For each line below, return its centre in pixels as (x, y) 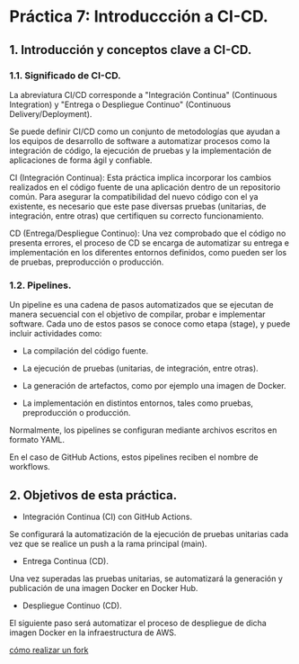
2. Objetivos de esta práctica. (93, 495)
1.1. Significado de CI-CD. (65, 76)
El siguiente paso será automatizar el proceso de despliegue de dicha (138, 623)
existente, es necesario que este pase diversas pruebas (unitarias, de (138, 206)
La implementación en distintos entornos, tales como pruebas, (138, 403)
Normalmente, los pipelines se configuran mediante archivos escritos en (143, 430)
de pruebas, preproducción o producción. (87, 262)
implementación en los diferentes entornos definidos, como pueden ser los (148, 252)
